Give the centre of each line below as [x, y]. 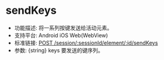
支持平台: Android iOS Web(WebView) [61, 35]
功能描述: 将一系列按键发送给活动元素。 [63, 28]
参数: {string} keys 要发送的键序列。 [59, 50]
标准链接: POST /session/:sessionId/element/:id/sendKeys [86, 43]
